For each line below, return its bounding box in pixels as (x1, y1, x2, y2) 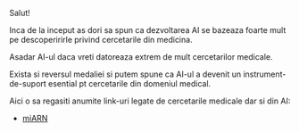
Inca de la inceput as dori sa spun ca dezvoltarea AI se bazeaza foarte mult (9, 25, 287, 35)
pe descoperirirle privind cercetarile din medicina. (9, 35, 194, 45)
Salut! (9, 8, 31, 18)
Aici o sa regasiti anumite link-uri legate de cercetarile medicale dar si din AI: (9, 95, 291, 106)
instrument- (243, 69, 287, 79)
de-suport (9, 78, 46, 88)
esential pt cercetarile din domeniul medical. (47, 78, 212, 88)
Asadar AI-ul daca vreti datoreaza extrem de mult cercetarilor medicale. (9, 52, 274, 62)
